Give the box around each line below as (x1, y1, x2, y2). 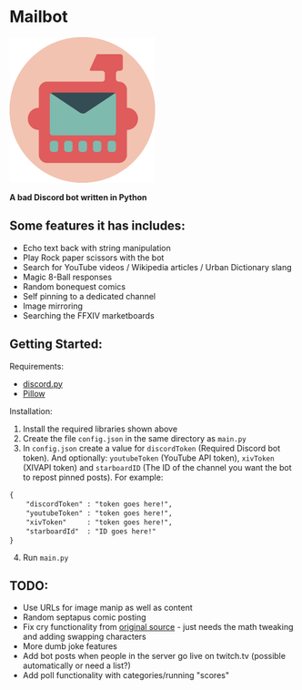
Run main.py (22, 552, 69, 563)
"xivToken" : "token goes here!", (25, 517, 173, 527)
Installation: (9, 405, 53, 416)
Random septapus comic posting (22, 612, 147, 623)
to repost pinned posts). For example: (22, 472, 164, 482)
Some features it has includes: (9, 218, 186, 234)
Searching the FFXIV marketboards (22, 309, 155, 320)
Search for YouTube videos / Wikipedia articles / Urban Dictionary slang (22, 261, 293, 272)
